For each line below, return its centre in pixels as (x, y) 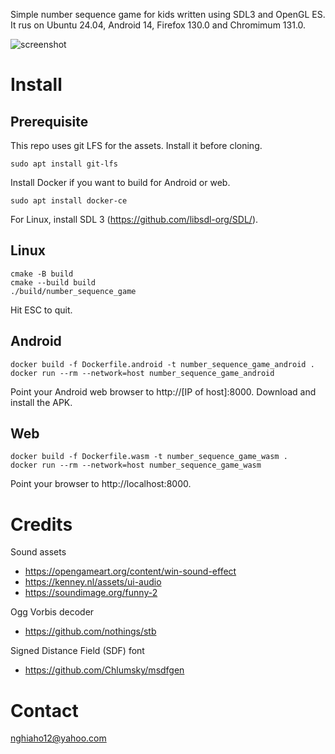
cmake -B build (42, 274)
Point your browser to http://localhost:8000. (101, 484)
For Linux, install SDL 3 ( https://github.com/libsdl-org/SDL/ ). (134, 219)
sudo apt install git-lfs (64, 164)
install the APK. (41, 402)
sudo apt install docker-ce (69, 201)
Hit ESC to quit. (41, 310)
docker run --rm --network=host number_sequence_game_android (142, 373)
